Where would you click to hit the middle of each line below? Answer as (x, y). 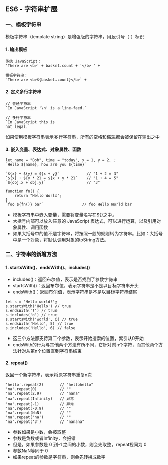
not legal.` (18, 127)
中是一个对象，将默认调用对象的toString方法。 (61, 240)
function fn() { (22, 191)
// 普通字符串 (18, 104)
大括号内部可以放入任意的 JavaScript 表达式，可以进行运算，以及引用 (85, 221)
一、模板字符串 (23, 25)
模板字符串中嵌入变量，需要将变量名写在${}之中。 (65, 215)
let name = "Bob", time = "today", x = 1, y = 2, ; (61, 160)
